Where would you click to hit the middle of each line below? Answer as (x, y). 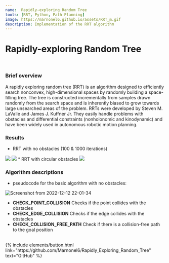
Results (15, 137)
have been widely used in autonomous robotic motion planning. (71, 124)
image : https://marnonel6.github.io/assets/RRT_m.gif (63, 19)
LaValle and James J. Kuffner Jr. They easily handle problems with (74, 114)
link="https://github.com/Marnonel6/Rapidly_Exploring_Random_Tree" (78, 250)
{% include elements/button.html (40, 245)
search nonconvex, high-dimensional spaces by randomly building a (76, 92)
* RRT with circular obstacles (48, 159)
